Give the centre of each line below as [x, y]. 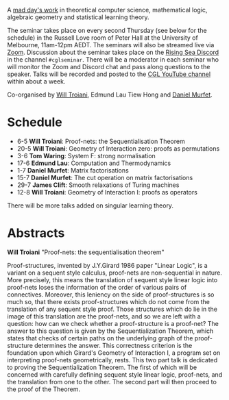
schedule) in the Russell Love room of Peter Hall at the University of [103, 38]
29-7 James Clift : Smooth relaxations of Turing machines [98, 185]
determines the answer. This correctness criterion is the [113, 345]
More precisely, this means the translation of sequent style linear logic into [112, 279]
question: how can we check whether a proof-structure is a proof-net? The [113, 323]
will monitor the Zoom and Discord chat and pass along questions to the [109, 67]
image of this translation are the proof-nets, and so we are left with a [104, 316]
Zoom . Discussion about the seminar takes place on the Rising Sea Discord [113, 52]
